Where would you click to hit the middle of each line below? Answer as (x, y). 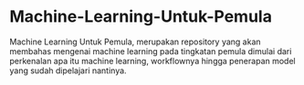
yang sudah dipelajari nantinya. (68, 71)
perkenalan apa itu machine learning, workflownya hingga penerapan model (152, 61)
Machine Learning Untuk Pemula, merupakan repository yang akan (136, 42)
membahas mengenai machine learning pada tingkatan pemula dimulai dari (151, 51)
